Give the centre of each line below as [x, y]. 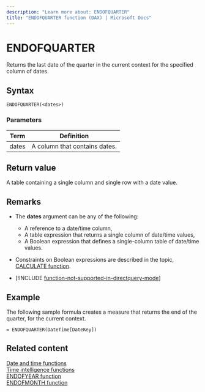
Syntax [20, 90]
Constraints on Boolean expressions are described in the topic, [95, 260]
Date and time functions [37, 363]
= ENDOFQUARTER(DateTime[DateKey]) [52, 330]
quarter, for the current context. [46, 318]
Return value [31, 168]
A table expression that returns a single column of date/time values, [110, 235]
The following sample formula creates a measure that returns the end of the [102, 312]
